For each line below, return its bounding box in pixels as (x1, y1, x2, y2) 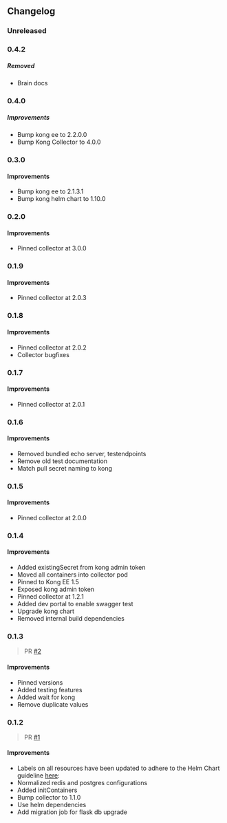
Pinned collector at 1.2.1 (17, 592, 84, 601)
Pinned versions (17, 678, 63, 687)
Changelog (7, 6, 56, 17)
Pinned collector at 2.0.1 (17, 400, 85, 408)
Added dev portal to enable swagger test (17, 600, 133, 608)
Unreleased (7, 26, 47, 36)
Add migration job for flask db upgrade (17, 808, 127, 816)
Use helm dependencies (17, 801, 87, 809)
